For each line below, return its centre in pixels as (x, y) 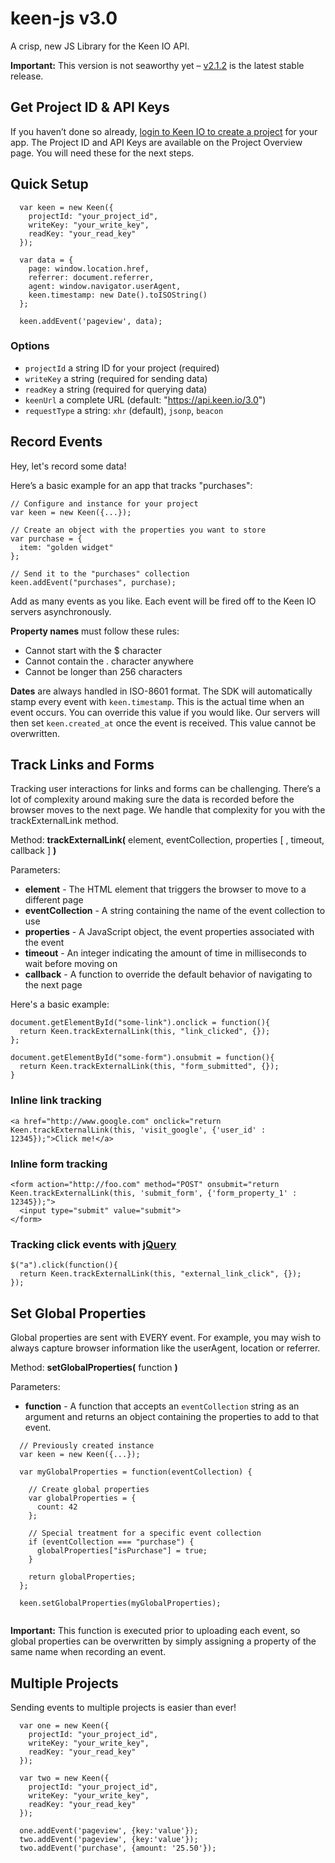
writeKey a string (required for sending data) (116, 378)
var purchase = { (46, 538)
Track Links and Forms (82, 765)
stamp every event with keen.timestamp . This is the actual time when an (157, 701)
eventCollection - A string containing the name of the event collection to (175, 911)
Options (30, 346)
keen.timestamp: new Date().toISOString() (118, 295)
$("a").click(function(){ (64, 1265)
